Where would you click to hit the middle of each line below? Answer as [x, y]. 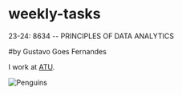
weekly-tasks [55, 14]
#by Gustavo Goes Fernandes [57, 51]
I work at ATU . [32, 67]
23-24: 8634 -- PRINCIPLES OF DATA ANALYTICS [91, 36]
